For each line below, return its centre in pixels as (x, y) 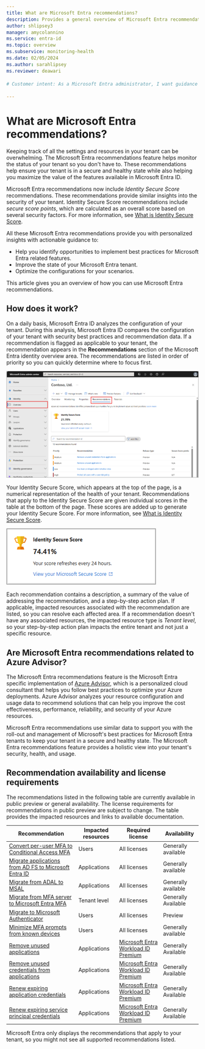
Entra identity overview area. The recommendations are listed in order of (98, 356)
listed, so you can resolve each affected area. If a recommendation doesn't (101, 614)
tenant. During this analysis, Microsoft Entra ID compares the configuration (100, 329)
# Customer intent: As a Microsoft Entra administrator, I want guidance (102, 84)
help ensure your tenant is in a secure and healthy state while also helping (99, 171)
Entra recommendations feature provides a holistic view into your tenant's (99, 747)
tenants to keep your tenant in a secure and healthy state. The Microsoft (97, 741)
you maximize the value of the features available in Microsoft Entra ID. (94, 177)
